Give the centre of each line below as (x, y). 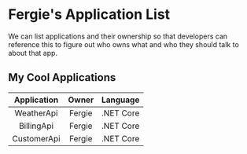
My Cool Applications (62, 77)
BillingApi (36, 126)
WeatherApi (36, 113)
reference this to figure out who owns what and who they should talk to (124, 44)
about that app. (33, 53)
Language (120, 100)
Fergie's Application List (89, 15)
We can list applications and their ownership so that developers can (118, 36)
